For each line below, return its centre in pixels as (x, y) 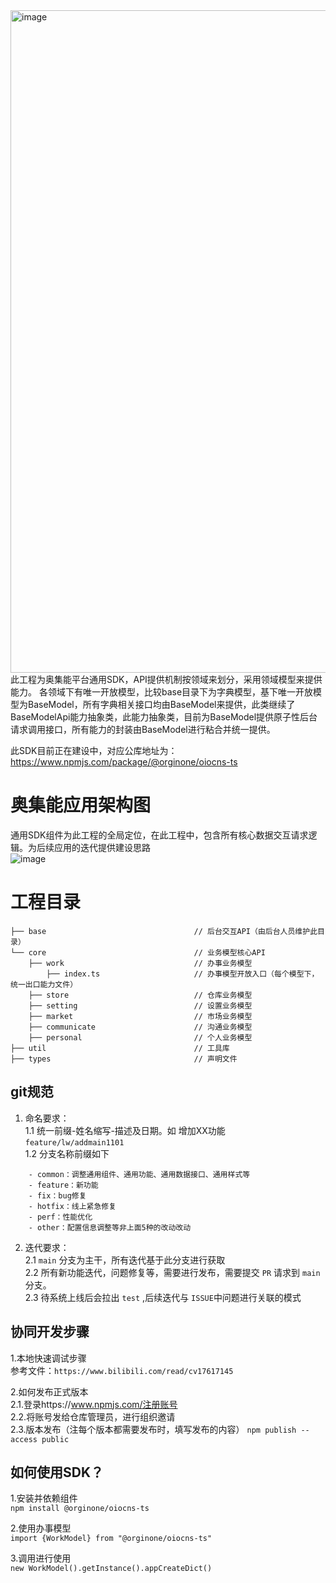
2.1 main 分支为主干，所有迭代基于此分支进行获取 (125, 1260)
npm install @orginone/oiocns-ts (80, 1509)
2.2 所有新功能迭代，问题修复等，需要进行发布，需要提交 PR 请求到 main (172, 1272)
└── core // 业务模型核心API (138, 952)
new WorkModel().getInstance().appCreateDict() (111, 1569)
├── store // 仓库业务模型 (140, 995)
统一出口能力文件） (44, 984)
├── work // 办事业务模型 (140, 963)
